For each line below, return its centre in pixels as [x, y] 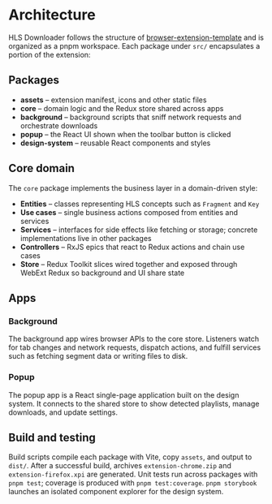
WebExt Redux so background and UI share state [102, 273]
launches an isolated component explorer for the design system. [116, 492]
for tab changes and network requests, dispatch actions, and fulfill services [135, 347]
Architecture [52, 15]
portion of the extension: [50, 54]
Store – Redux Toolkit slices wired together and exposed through [129, 264]
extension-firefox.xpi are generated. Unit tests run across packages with [133, 474]
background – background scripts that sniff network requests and [131, 117]
